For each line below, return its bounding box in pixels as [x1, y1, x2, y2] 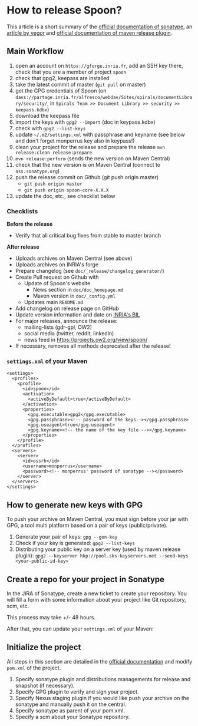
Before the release [6, 220, 53, 227]
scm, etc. [6, 602, 29, 609]
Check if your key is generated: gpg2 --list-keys [15, 540, 135, 547]
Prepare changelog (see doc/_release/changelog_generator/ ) [15, 268, 164, 275]
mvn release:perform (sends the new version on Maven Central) [15, 154, 170, 162]
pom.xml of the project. [6, 664, 61, 671]
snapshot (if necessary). [15, 682, 75, 689]
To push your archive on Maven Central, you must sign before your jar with [6, 516, 188, 523]
